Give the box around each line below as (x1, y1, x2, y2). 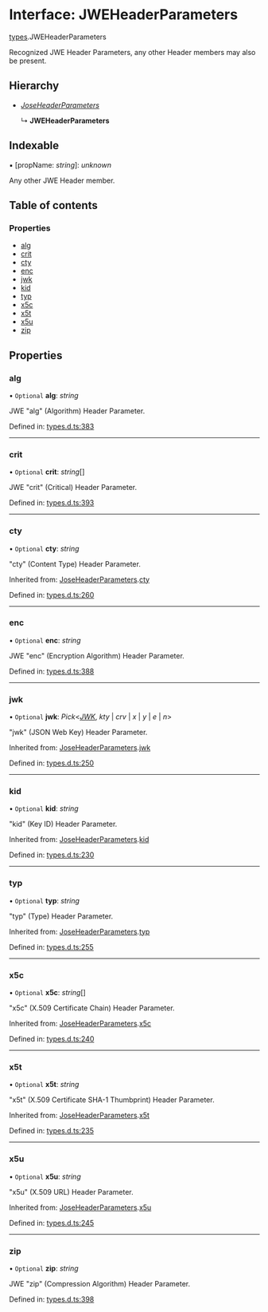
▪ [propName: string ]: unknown (9, 160, 112, 169)
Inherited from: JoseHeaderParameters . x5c (9, 1019, 152, 1029)
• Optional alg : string (9, 390, 79, 400)
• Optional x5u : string (9, 1172, 82, 1181)
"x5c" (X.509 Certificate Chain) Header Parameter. (9, 1003, 175, 1013)
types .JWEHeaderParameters (9, 32, 107, 41)
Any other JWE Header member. (9, 176, 115, 185)
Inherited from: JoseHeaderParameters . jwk (9, 743, 151, 753)
